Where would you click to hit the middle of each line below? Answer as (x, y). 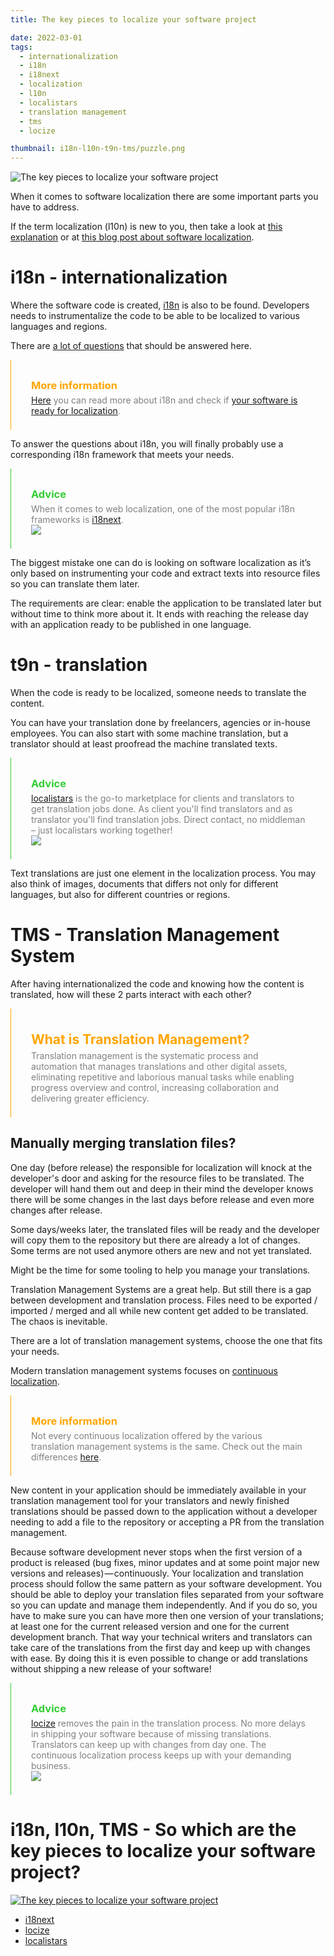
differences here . (66, 1457)
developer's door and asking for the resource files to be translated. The (157, 1178)
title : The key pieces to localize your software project (133, 19)
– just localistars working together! (102, 830)
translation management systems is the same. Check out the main (167, 1446)
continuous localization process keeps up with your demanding (161, 1755)
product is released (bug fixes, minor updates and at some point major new (165, 1562)
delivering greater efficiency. (90, 1098)
